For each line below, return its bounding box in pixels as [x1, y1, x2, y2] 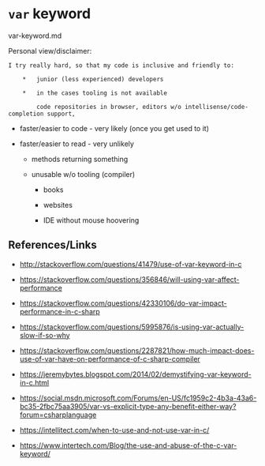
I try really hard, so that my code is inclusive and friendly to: [8, 61, 235, 70]
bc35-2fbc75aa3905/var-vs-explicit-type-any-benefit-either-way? [19, 401, 237, 411]
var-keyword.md [8, 31, 62, 40]
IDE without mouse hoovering [43, 215, 140, 225]
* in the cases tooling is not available [22, 88, 168, 97]
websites [43, 200, 73, 209]
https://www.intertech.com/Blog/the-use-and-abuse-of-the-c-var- [19, 440, 237, 450]
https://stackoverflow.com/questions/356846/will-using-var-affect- [19, 274, 240, 284]
